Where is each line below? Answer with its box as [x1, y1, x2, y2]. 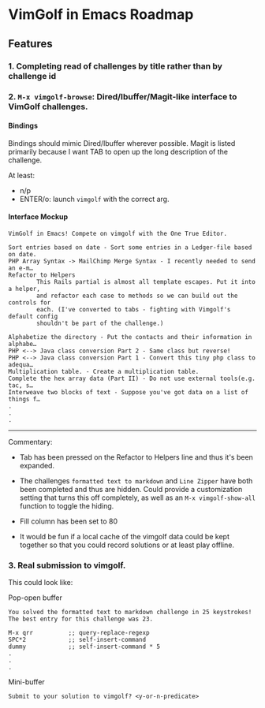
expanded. [19, 460, 55, 470]
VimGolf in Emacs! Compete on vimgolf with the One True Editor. [8, 229, 227, 237]
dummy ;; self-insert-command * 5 [8, 643, 160, 651]
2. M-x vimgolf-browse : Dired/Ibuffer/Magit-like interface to [8, 91, 237, 102]
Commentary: [8, 437, 53, 446]
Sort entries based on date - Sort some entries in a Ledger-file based [8, 243, 252, 252]
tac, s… [8, 381, 34, 389]
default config [8, 312, 58, 320]
